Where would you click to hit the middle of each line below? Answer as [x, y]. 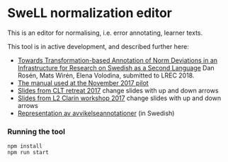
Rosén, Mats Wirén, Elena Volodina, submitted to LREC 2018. [106, 75]
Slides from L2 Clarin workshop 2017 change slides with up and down [119, 98]
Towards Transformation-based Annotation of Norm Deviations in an [118, 60]
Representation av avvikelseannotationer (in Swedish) [96, 113]
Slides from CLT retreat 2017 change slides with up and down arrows [118, 90]
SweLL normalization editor [90, 13]
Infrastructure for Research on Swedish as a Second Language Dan [116, 67]
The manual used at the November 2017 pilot [83, 82]
